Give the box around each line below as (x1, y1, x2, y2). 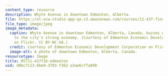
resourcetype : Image (5, 53, 48, 59)
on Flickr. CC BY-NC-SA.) (14, 40, 68, 45)
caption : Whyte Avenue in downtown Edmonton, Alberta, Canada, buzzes (9, 30, 160, 35)
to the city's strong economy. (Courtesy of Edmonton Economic (14, 35, 149, 40)
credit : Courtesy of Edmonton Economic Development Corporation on (9, 44, 153, 49)
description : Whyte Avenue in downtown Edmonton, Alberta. (5, 12, 131, 17)
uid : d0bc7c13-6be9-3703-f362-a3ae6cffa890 (5, 63, 97, 68)
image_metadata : (5, 26, 39, 31)
